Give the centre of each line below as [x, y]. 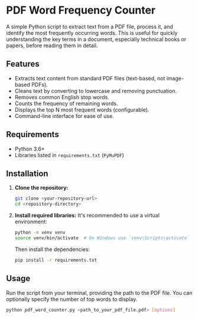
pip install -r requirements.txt [56, 260]
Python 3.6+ [30, 149]
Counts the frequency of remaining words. [66, 103]
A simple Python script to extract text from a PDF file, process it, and [90, 27]
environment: [31, 222]
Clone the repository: [41, 188]
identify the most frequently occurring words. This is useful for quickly [92, 32]
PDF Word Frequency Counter [81, 10]
